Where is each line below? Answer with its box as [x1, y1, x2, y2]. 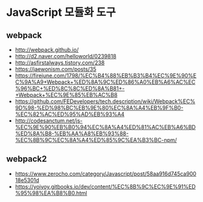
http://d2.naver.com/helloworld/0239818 [15, 53, 117, 59]
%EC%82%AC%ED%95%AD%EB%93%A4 [15, 110, 125, 118]
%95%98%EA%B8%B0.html [15, 189, 87, 197]
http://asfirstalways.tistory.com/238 [15, 59, 105, 66]
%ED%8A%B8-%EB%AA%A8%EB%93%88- [15, 130, 129, 137]
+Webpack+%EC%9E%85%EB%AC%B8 [15, 92, 118, 98]
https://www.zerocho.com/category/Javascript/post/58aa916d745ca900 [15, 170, 197, 177]
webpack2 [6, 154, 47, 164]
